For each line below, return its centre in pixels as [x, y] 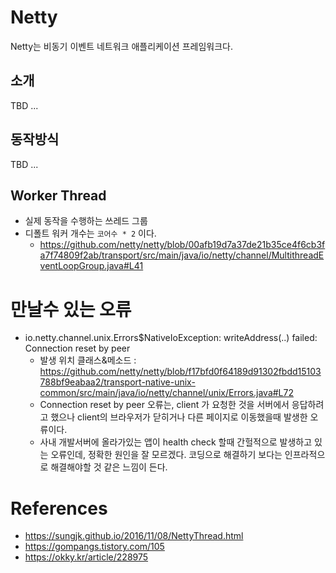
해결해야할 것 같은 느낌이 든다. [109, 467]
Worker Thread [58, 195]
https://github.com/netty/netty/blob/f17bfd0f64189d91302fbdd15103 [180, 372]
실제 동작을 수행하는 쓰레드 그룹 [86, 221]
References [59, 508]
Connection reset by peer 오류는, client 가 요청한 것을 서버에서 [164, 405]
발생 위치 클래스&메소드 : [88, 360]
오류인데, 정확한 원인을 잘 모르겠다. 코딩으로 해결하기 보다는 [166, 455]
